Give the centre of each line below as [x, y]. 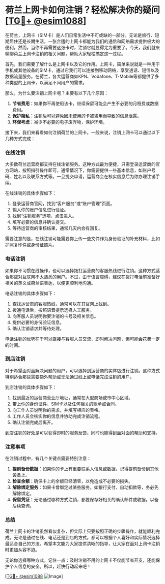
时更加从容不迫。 [22, 550]
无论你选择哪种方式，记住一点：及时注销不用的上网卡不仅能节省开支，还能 [80, 560]
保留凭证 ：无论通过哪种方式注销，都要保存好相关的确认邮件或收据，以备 [85, 500]
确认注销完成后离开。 [34, 422]
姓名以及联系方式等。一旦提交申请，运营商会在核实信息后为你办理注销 [84, 177]
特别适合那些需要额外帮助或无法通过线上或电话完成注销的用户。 [69, 377]
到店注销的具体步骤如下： [31, 387]
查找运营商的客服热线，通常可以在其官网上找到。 [62, 304]
